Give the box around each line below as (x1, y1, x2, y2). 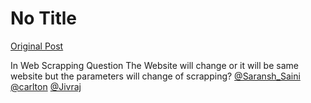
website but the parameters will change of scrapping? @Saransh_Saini (10, 70, 301, 82)
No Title (10, 7, 78, 30)
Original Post (10, 40, 64, 52)
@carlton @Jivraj (10, 80, 82, 92)
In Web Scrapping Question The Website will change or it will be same (10, 59, 299, 71)
